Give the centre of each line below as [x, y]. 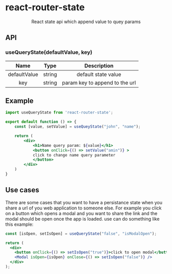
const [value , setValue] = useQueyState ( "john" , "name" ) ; [78, 127]
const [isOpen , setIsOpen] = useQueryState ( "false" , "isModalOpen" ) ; [81, 233]
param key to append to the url [99, 83]
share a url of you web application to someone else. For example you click [83, 208]
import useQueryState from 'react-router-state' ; [59, 113]
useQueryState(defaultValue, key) [49, 52]
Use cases [22, 190]
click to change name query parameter [74, 155]
